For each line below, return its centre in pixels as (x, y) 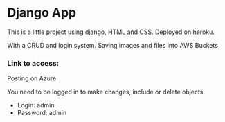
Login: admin (36, 105)
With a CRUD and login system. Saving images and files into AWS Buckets (112, 45)
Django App (42, 13)
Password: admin (42, 113)
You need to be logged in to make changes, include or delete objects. (106, 92)
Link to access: (33, 63)
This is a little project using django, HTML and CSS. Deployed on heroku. (111, 32)
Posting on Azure (32, 78)
